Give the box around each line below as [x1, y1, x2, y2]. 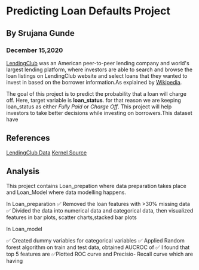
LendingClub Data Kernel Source [6, 148, 87, 156]
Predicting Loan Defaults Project [6, 4, 171, 18]
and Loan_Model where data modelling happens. [6, 189, 127, 196]
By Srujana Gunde [6, 28, 75, 38]
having [6, 257, 23, 264]
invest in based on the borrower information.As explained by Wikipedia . [6, 78, 182, 86]
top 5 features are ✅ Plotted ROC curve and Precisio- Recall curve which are [6, 250, 193, 257]
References [6, 133, 50, 143]
